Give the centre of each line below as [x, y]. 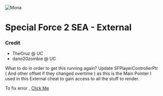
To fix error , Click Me [27, 88]
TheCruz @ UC [28, 54]
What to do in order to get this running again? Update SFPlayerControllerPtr [82, 68]
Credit [13, 43]
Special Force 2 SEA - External [68, 28]
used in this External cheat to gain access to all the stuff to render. [72, 79]
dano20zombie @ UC [34, 59]
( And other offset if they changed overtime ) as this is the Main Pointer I [78, 73]
